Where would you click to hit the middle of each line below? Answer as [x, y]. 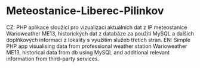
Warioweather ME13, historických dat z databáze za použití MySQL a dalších [100, 33]
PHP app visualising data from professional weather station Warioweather [97, 46]
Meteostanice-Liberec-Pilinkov [85, 11]
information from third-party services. [53, 59]
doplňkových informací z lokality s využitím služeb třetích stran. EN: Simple [99, 40]
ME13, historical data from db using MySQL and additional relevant [88, 52]
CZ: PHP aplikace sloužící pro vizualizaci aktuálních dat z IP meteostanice [97, 27]
